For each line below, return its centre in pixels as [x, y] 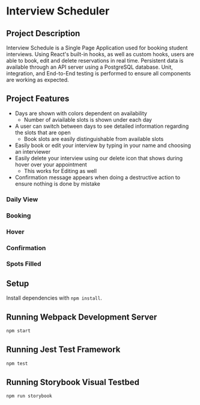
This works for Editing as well [60, 171]
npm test [17, 363]
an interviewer [33, 151]
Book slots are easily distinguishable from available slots [94, 139]
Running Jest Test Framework [63, 350]
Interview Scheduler [58, 11]
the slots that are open [43, 132]
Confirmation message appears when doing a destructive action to [98, 177]
